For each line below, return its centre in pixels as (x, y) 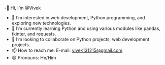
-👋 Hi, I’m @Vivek (23, 8)
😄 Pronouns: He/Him (34, 58)
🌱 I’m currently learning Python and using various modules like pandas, (86, 28)
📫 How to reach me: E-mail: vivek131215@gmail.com (67, 50)
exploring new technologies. (41, 23)
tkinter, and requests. (34, 34)
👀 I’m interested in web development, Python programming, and (78, 18)
